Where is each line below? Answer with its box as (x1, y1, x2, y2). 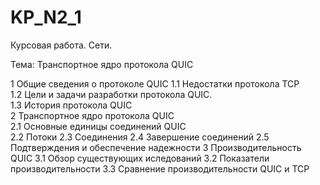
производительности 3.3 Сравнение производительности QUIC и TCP (10, 162, 310, 175)
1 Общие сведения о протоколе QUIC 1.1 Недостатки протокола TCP (10, 77, 300, 90)
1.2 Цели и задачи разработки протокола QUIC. (10, 88, 213, 100)
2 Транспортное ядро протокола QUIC (10, 109, 175, 121)
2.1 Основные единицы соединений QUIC (10, 120, 187, 132)
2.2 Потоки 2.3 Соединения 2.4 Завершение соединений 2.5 (10, 131, 270, 143)
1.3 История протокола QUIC (10, 99, 133, 111)
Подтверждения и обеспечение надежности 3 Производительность (10, 141, 302, 153)
